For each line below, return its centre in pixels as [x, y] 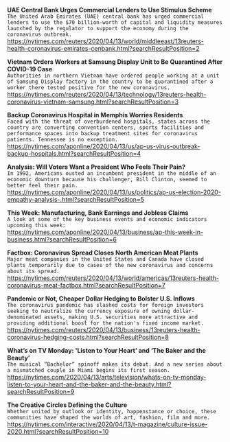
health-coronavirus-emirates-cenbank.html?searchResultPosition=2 [103, 48]
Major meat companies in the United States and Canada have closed [106, 259]
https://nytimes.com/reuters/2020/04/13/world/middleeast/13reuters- [106, 41]
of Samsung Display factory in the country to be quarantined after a [110, 82]
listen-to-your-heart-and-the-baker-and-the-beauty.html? [89, 384]
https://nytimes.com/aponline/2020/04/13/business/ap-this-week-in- [105, 232]
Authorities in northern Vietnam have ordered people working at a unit [113, 75]
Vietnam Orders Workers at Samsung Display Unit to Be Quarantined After [115, 62]
